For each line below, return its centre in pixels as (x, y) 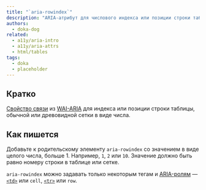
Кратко (21, 93)
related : (17, 35)
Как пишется (32, 135)
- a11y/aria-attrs (36, 47)
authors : (17, 23)
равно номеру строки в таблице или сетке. (63, 162)
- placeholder (30, 69)
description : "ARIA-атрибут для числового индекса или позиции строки (98, 18)
